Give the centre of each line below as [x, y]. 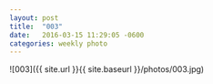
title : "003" [36, 26]
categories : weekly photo [58, 43]
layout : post [34, 18]
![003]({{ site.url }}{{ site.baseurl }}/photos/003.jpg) [107, 69]
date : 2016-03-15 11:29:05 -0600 [77, 35]
